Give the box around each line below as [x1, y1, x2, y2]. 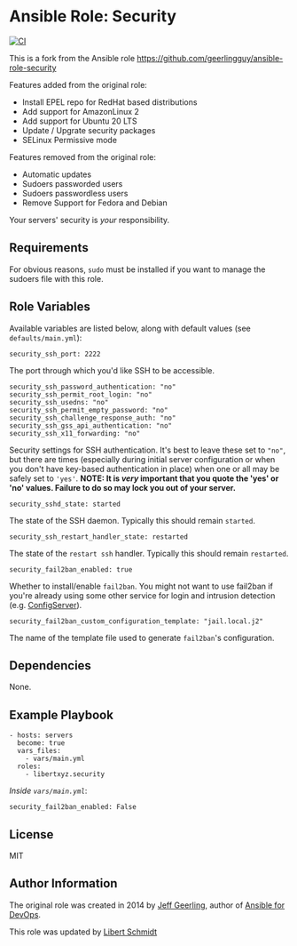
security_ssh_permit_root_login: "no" [9, 389, 152, 399]
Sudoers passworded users [21, 178, 123, 188]
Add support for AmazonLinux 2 [21, 106, 140, 116]
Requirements [9, 240, 89, 255]
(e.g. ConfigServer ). [9, 599, 82, 610]
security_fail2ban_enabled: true [9, 565, 133, 574]
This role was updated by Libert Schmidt [9, 926, 158, 937]
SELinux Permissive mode [21, 134, 118, 145]
